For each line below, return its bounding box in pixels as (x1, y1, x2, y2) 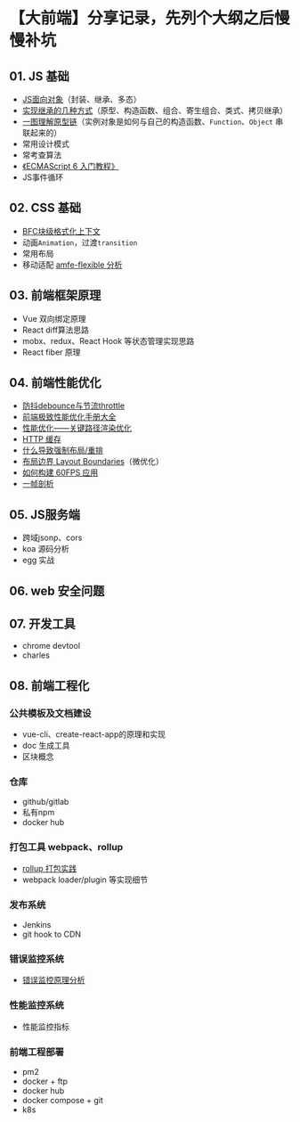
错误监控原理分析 (21, 975, 85, 986)
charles (21, 650, 51, 660)
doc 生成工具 (21, 741, 70, 751)
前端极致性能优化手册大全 (21, 412, 117, 422)
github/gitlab (21, 797, 69, 807)
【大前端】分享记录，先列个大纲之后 (9, 8, 275, 29)
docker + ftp (21, 1076, 69, 1086)
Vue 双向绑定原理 (21, 313, 86, 323)
